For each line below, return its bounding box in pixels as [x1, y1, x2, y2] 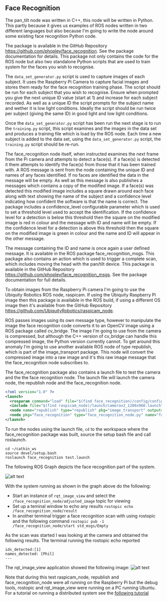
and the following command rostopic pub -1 [12, 518, 104, 524]
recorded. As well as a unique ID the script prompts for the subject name [5, 100, 154, 106]
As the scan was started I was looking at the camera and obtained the [5, 532, 148, 538]
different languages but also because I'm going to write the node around [5, 27, 154, 34]
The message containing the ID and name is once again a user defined [5, 245, 150, 251]
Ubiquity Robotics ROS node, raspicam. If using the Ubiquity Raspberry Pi [5, 292, 157, 298]
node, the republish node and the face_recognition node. [5, 380, 122, 386]
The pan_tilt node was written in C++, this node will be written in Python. [5, 17, 154, 23]
